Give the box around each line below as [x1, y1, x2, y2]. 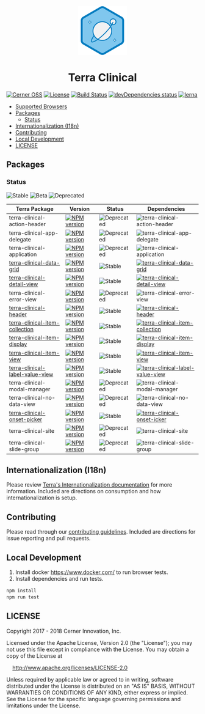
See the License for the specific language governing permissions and [6, 695, 181, 702]
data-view [9, 400, 35, 408]
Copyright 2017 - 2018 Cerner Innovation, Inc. [6, 627, 121, 635]
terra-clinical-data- [9, 259, 60, 267]
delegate [9, 235, 32, 243]
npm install [6, 587, 37, 594]
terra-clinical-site [9, 427, 55, 435]
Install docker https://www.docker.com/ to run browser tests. [15, 569, 168, 576]
